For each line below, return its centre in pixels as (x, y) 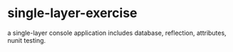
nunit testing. (27, 40)
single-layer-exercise (72, 13)
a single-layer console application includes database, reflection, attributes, (117, 33)
